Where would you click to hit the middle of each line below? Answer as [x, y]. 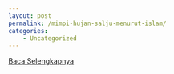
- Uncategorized [50, 38]
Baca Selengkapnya [41, 61]
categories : [28, 31]
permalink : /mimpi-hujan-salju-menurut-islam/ [87, 23]
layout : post [30, 16]
